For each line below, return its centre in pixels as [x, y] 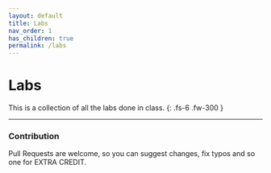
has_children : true [41, 38]
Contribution [34, 136]
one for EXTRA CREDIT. [48, 163]
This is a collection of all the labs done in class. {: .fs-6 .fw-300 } [116, 108]
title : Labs [28, 23]
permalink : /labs [38, 46]
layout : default [35, 16]
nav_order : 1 [30, 31]
